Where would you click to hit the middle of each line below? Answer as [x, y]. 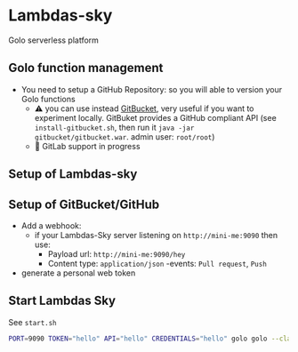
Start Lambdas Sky [62, 301]
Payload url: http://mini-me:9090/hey [117, 253]
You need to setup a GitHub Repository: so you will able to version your [152, 89]
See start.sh [32, 322]
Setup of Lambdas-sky [73, 174]
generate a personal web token [78, 273]
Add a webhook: [51, 225]
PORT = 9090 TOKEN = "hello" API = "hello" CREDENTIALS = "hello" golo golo [138, 339]
